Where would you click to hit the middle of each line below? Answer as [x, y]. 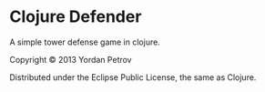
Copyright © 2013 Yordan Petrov [71, 59]
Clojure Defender [76, 17]
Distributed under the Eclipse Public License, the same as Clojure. [133, 77]
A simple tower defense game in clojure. [85, 42]
